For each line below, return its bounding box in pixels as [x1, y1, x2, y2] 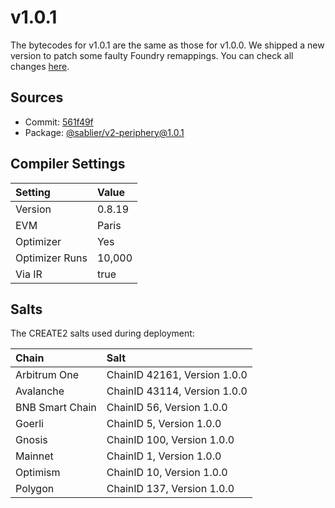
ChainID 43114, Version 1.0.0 [106, 384, 248, 398]
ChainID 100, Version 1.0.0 [106, 433, 235, 447]
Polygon [15, 482, 55, 496]
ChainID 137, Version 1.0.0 [106, 482, 235, 496]
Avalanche [15, 384, 65, 398]
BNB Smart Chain [15, 401, 97, 415]
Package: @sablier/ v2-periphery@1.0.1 [24, 126, 185, 138]
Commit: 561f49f [24, 116, 94, 128]
